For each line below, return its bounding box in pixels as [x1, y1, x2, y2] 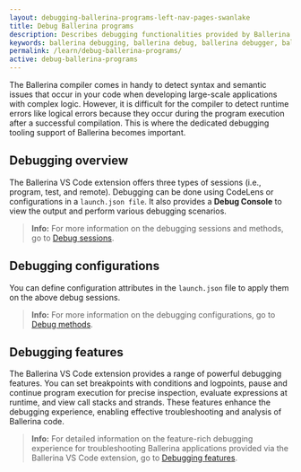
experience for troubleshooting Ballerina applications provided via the [30, 443, 289, 454]
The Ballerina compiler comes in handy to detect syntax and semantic [9, 80, 267, 90]
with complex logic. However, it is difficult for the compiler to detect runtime [9, 99, 289, 109]
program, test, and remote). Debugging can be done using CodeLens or [9, 186, 274, 197]
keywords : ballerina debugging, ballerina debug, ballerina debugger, [9, 38, 279, 48]
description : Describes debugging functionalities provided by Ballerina [9, 30, 291, 39]
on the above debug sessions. [9, 292, 121, 302]
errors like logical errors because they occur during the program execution [9, 109, 285, 118]
